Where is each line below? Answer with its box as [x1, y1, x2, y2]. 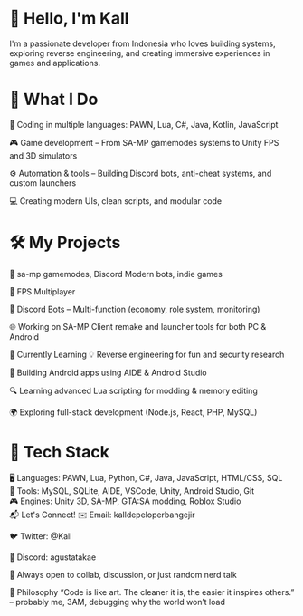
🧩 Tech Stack [9, 442, 110, 462]
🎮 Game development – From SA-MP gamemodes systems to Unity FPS [9, 137, 279, 148]
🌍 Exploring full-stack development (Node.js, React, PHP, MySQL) [9, 407, 258, 418]
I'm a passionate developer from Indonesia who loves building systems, [9, 38, 276, 49]
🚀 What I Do [9, 90, 99, 110]
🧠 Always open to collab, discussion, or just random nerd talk [9, 569, 237, 580]
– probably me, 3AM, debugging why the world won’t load [9, 596, 226, 607]
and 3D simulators [9, 149, 78, 161]
